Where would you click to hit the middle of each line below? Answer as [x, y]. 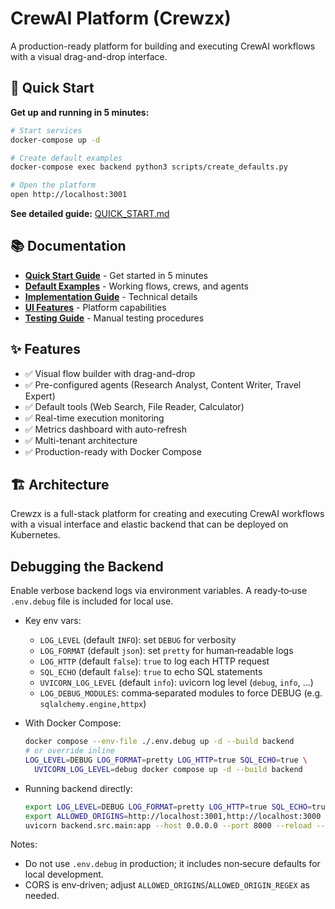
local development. [64, 874]
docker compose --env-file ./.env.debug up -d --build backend [159, 742]
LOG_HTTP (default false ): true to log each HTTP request [154, 661]
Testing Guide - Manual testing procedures [114, 318]
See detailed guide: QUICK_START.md [90, 213]
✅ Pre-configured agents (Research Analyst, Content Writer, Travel [163, 384]
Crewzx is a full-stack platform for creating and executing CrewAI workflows [167, 514]
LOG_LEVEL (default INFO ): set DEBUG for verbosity [138, 640]
